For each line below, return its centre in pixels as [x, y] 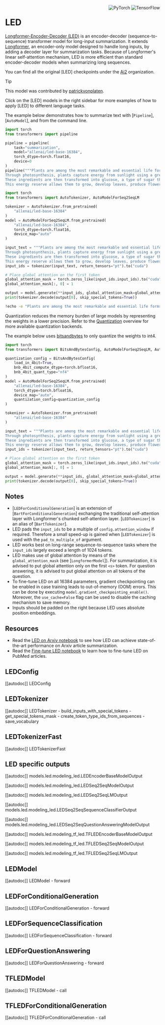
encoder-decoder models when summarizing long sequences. [68, 62]
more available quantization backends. [44, 326]
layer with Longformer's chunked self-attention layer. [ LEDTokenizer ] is [83, 519]
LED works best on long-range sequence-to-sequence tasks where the [84, 545]
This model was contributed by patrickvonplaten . [55, 91]
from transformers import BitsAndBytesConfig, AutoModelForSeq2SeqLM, [79, 350]
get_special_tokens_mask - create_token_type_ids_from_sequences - [75, 716]
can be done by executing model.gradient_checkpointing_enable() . [80, 592]
